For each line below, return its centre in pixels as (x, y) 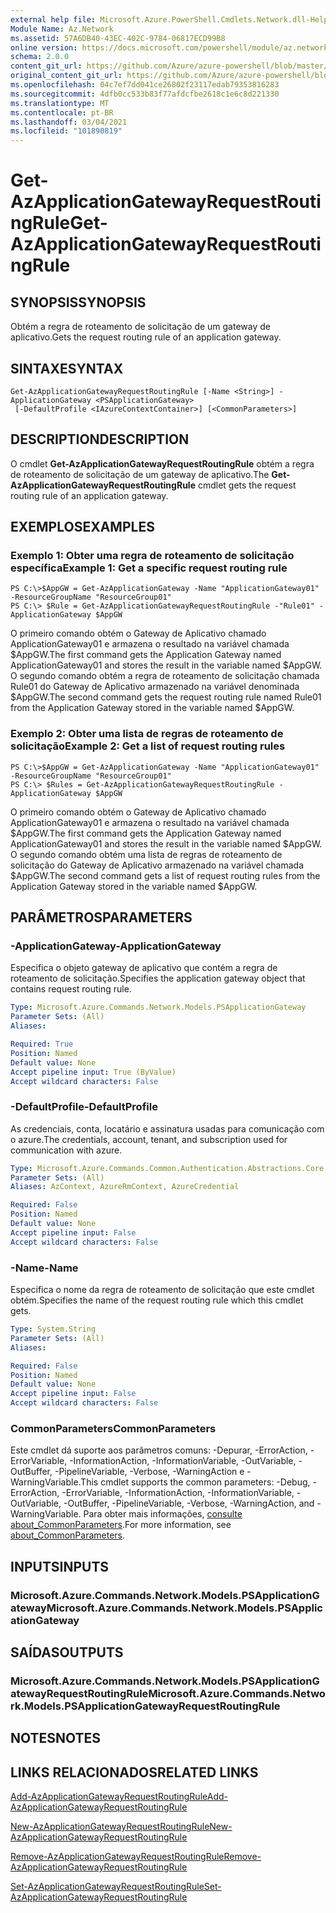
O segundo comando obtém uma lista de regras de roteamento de (146, 854)
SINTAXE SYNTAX (67, 368)
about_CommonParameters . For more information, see (121, 1525)
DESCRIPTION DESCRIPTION (100, 439)
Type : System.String (53, 1329)
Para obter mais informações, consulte (163, 1514)
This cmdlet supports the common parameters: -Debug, (195, 1482)
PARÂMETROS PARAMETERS (101, 917)
